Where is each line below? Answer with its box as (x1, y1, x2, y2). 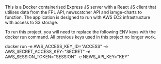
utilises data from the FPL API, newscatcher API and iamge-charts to (5, 9, 142, 15)
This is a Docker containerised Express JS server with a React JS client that (5, 4, 156, 10)
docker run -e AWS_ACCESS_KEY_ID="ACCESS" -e (5, 44, 108, 49)
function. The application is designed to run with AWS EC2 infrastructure (5, 15, 150, 20)
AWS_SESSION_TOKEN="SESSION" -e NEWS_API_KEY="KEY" (5, 54, 129, 60)
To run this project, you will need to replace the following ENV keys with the (5, 29, 156, 34)
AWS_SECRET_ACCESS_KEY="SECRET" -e (5, 48, 91, 54)
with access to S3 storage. (5, 19, 58, 25)
